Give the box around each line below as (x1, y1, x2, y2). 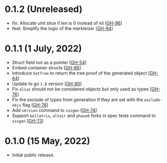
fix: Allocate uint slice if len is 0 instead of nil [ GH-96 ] (11, 20, 122, 26)
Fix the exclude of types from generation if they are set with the (11, 96, 143, 102)
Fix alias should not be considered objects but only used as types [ (11, 86, 152, 92)
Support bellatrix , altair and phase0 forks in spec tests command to (11, 112, 156, 118)
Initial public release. (11, 151, 54, 158)
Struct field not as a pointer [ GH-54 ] (11, 59, 87, 65)
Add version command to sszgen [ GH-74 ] (11, 107, 97, 113)
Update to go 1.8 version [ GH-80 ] (11, 80, 82, 86)
